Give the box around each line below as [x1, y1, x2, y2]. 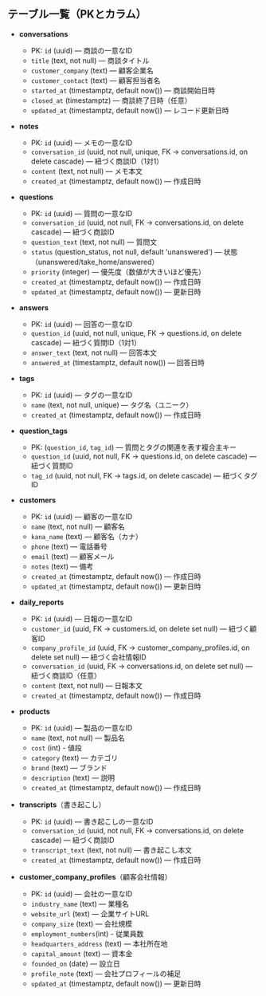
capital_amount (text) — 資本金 [30, 948, 133, 959]
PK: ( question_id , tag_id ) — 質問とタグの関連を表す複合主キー [30, 442, 237, 452]
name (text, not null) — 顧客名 [30, 522, 125, 531]
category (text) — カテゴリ [30, 753, 119, 762]
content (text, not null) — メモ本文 [30, 166, 143, 175]
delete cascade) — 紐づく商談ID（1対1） [30, 156, 164, 166]
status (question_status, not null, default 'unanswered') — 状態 [30, 246, 238, 257]
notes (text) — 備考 [30, 561, 94, 571]
